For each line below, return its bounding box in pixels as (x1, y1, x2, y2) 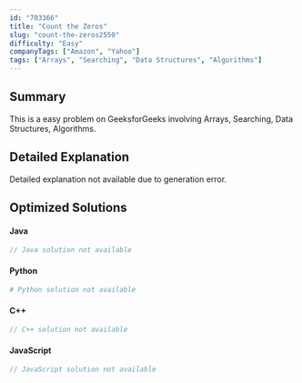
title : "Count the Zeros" (9, 22, 107, 31)
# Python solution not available (9, 286, 136, 295)
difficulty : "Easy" (9, 38, 84, 48)
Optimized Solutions (9, 200, 127, 216)
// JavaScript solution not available (9, 365, 156, 374)
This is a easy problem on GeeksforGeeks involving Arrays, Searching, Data (9, 113, 294, 124)
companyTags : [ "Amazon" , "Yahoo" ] (9, 47, 141, 56)
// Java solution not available (9, 246, 132, 255)
